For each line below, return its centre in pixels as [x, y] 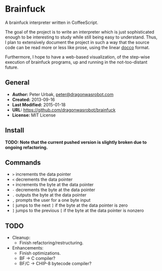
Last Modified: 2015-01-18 [39, 105]
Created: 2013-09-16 [33, 99]
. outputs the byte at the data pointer [49, 195]
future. [12, 67]
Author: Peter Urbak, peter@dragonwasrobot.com [63, 94]
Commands [23, 163]
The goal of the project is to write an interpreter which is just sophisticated [80, 32]
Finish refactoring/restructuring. [51, 243]
